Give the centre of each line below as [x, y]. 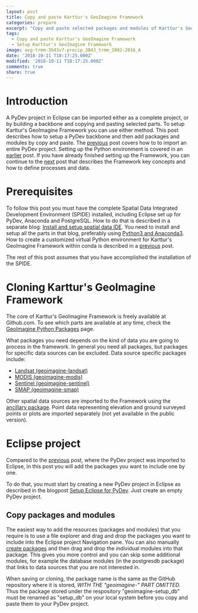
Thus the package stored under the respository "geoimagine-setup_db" [93, 591]
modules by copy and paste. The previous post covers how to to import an [96, 143]
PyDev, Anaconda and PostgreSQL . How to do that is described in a [88, 221]
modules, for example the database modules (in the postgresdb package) [95, 561]
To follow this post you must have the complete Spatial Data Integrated [92, 208]
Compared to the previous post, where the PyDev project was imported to [96, 460]
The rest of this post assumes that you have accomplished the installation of [99, 257]
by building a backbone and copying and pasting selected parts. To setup [95, 124]
